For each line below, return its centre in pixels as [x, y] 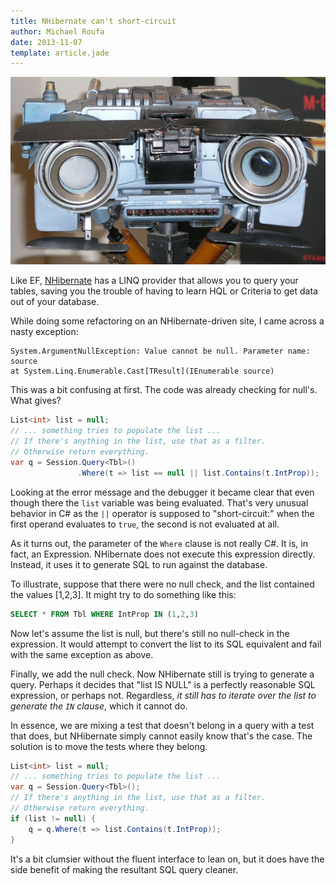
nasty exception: [44, 332]
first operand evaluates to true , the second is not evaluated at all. [145, 524]
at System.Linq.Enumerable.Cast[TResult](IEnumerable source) [142, 371]
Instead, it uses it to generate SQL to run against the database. [139, 564]
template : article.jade [60, 53]
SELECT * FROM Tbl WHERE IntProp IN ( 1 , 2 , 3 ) [104, 614]
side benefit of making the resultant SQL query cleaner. [124, 869]
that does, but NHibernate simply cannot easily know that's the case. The [161, 736]
